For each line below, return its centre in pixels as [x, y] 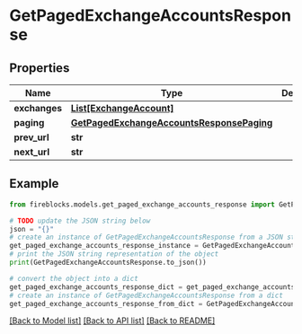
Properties [40, 68]
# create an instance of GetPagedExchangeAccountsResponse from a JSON [146, 237]
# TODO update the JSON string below [80, 221]
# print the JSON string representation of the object [114, 254]
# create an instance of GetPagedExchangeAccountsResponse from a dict [146, 295]
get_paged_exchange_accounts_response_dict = [96, 287]
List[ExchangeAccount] [122, 108]
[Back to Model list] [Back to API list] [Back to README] [112, 321]
